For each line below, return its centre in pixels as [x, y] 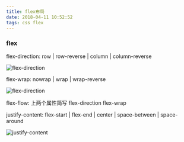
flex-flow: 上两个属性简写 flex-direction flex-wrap [66, 103]
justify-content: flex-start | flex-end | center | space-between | [83, 114]
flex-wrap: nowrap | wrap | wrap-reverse [56, 79]
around [15, 121]
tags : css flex [25, 22]
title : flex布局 [25, 12]
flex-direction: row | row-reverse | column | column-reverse [79, 56]
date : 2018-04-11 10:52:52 [39, 17]
